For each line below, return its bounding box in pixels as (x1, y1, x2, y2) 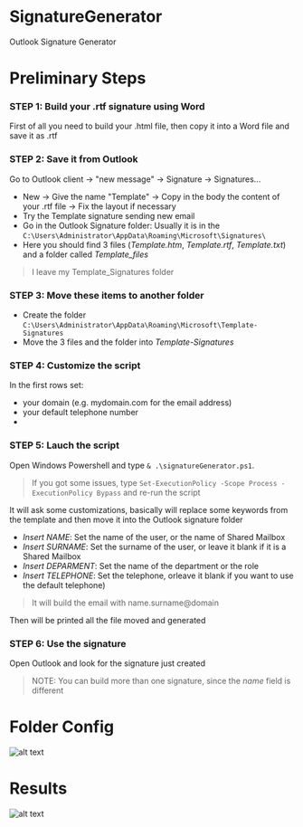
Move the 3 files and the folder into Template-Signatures (22, 337, 234, 347)
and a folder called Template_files (22, 249, 149, 260)
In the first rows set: (9, 380, 84, 391)
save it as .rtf (9, 130, 58, 141)
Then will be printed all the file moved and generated (9, 614, 206, 625)
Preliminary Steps (9, 68, 147, 89)
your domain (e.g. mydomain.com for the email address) (22, 397, 232, 408)
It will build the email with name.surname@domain (31, 597, 220, 608)
